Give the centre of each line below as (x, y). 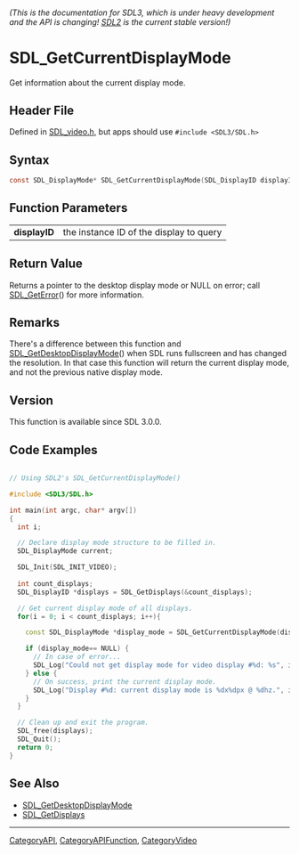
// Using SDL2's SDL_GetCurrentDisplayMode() (95, 478)
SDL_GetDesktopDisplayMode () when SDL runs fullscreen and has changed (148, 354)
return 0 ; (35, 747)
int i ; (29, 527)
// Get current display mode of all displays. (105, 608)
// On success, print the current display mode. (125, 681)
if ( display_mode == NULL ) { (77, 649)
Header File (42, 110)
